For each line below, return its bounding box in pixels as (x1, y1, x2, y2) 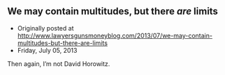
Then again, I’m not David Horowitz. (7, 59, 110, 68)
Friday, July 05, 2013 (17, 46, 78, 54)
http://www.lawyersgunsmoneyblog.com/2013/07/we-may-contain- (17, 31, 213, 40)
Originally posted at (17, 24, 74, 32)
